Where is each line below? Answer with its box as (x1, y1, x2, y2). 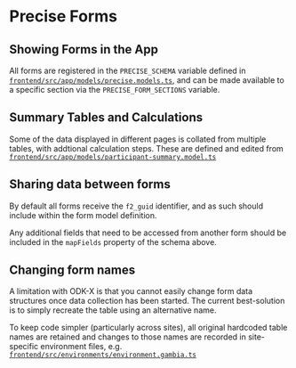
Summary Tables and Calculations (9, 110, 203, 126)
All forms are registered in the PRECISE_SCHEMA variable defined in (9, 65, 246, 76)
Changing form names (9, 263, 136, 278)
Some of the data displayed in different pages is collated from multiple (9, 134, 267, 144)
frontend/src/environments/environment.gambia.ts (9, 350, 197, 360)
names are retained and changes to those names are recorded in (9, 331, 246, 342)
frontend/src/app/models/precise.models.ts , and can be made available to (9, 75, 284, 86)
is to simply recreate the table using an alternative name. (9, 305, 217, 315)
